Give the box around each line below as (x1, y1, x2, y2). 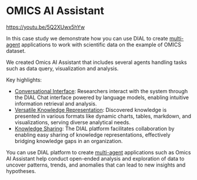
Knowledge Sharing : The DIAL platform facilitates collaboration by (14, 125, 175, 132)
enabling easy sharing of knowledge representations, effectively (14, 131, 171, 138)
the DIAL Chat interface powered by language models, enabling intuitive (14, 94, 189, 101)
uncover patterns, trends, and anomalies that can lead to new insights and (6, 161, 186, 168)
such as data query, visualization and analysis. (6, 64, 119, 72)
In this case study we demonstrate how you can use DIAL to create (6, 35, 169, 42)
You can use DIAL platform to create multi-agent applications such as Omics (6, 148, 191, 156)
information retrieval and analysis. (14, 100, 97, 107)
